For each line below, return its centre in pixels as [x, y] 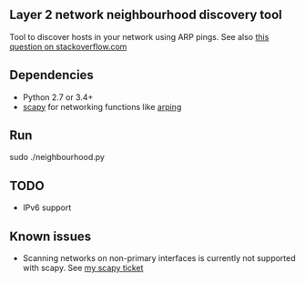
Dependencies [51, 75]
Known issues [51, 236]
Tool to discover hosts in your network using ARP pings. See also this [139, 36]
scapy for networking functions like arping [102, 106]
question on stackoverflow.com [68, 46]
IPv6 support [47, 207]
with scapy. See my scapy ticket [83, 268]
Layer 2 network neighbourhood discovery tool [146, 15]
